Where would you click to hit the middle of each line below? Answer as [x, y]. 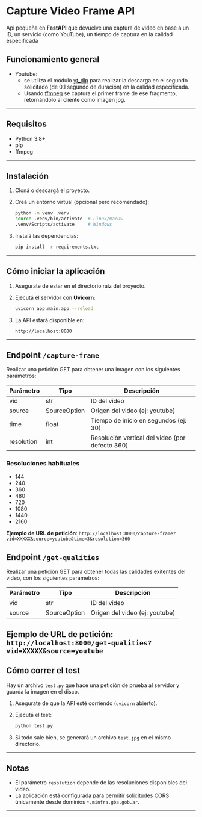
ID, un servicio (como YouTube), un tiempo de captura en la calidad [90, 34]
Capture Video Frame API [71, 11]
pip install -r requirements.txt [57, 247]
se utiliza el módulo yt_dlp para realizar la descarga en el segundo [106, 80]
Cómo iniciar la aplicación [56, 271]
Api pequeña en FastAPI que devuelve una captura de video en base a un [98, 28]
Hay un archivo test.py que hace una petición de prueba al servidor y [93, 685]
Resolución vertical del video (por [138, 438]
